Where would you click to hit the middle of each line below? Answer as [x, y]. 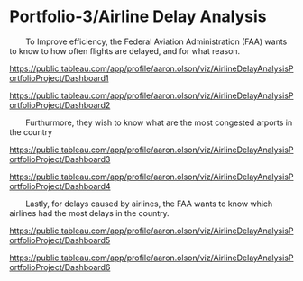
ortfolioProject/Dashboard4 [60, 186]
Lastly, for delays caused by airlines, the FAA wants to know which [149, 204]
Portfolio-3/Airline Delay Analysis [138, 17]
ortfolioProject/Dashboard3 [60, 159]
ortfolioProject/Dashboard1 [59, 77]
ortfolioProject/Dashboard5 [60, 240]
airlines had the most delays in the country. [89, 213]
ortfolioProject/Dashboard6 [60, 267]
